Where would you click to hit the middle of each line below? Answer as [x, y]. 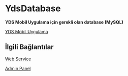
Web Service [18, 59]
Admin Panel [18, 68]
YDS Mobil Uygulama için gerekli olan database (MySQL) [64, 22]
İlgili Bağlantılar [30, 47]
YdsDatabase [33, 9]
